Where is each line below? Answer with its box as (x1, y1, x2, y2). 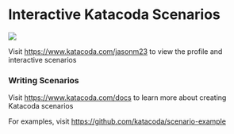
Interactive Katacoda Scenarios (8, 6, 221, 24)
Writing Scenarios (8, 75, 79, 86)
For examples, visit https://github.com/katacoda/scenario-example (8, 117, 226, 126)
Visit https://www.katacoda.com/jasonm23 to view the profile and (8, 46, 223, 56)
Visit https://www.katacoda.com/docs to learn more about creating (8, 93, 227, 102)
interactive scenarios (8, 55, 77, 64)
